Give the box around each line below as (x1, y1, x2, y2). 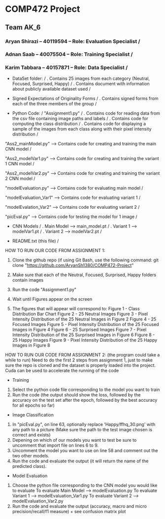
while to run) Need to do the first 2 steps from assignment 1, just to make (5, 357, 153, 363)
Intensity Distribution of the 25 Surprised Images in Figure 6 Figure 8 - (12, 331, 155, 338)
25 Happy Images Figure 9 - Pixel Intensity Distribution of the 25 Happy (12, 337, 158, 343)
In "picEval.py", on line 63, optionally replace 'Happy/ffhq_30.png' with (12, 421, 156, 427)
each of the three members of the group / (12, 100, 97, 106)
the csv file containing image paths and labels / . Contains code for (12, 115, 149, 121)
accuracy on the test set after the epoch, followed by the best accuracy (12, 397, 158, 403)
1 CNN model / (5, 161, 34, 166)
